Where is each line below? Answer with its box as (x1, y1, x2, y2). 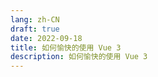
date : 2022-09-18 (10, 33, 83, 43)
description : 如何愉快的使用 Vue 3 (10, 52, 148, 62)
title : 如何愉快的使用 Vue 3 (10, 42, 122, 53)
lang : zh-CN (10, 14, 60, 25)
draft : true (10, 24, 60, 34)
